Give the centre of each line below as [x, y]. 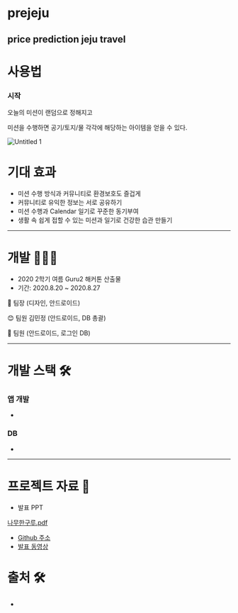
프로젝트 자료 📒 [49, 486]
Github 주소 [34, 537]
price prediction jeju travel [67, 39]
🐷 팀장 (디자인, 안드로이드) [44, 303]
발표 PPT [30, 507]
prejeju [28, 13]
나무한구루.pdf [28, 522]
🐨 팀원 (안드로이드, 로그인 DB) [49, 333]
